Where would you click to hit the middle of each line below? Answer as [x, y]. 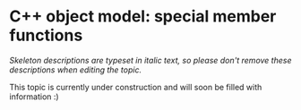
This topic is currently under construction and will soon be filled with [136, 87]
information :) [34, 97]
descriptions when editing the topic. [75, 70]
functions [46, 35]
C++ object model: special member [143, 17]
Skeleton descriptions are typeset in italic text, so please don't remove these [150, 60]
